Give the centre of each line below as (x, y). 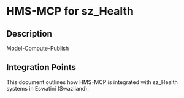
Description (29, 34)
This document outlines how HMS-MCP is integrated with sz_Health (92, 82)
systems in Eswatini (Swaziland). (48, 88)
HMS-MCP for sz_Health (70, 11)
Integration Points (41, 67)
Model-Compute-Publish (38, 48)
